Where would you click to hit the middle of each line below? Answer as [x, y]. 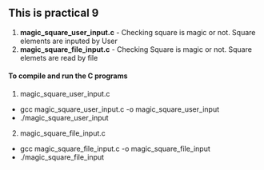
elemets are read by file [59, 57]
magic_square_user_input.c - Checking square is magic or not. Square [138, 32]
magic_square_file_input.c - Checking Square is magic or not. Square [136, 49]
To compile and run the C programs [68, 76]
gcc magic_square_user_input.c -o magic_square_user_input [120, 109]
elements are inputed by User [68, 41]
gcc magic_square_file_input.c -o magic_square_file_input [115, 149]
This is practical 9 [54, 13]
